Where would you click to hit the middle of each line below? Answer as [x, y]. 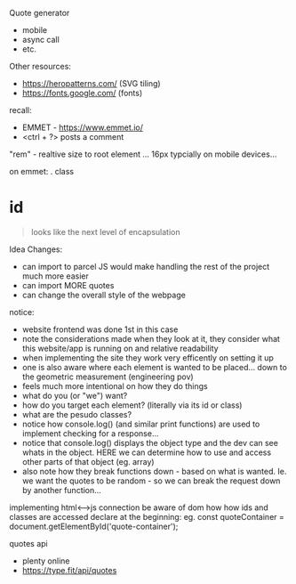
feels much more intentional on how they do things [115, 385]
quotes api [29, 543]
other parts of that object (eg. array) [88, 461]
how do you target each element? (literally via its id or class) [132, 405]
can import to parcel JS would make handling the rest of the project [146, 266]
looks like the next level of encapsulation [105, 231]
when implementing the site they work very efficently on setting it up [148, 357]
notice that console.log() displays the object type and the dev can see [150, 442]
